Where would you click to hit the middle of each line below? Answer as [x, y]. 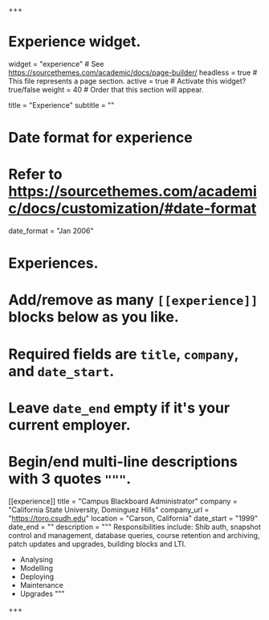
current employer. [69, 425]
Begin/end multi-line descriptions [123, 462]
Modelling [37, 568]
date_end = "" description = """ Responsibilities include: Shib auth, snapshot [134, 527]
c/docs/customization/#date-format [132, 209]
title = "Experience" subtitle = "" [61, 105]
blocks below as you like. [94, 317]
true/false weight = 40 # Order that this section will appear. [106, 89]
